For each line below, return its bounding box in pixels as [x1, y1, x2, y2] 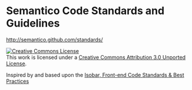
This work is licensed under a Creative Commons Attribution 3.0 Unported [6, 54, 186, 61]
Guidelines [6, 16, 60, 30]
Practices [6, 78, 29, 85]
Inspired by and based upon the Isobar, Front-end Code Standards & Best [6, 71, 184, 78]
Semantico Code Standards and [6, 4, 165, 18]
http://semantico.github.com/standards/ [6, 36, 103, 43]
